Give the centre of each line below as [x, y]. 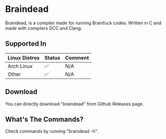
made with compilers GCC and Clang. [44, 28]
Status [52, 58]
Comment [77, 58]
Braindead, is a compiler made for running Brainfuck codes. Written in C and [83, 23]
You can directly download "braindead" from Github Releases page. [75, 104]
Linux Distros [24, 58]
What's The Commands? [44, 119]
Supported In [26, 44]
